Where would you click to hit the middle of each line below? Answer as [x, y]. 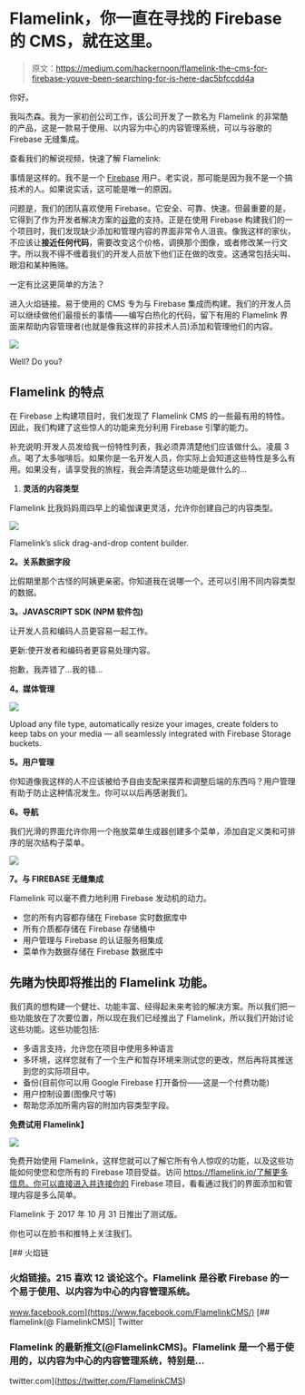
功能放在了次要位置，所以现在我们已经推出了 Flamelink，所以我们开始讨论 [155, 1017]
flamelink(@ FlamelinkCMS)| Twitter [76, 1321]
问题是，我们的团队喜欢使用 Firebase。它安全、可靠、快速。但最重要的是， [150, 208]
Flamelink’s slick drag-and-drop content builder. [99, 543]
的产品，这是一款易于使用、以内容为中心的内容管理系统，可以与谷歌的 [141, 127]
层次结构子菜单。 [57, 842]
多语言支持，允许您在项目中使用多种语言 [98, 1048]
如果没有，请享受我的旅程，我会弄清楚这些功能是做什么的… [136, 469]
